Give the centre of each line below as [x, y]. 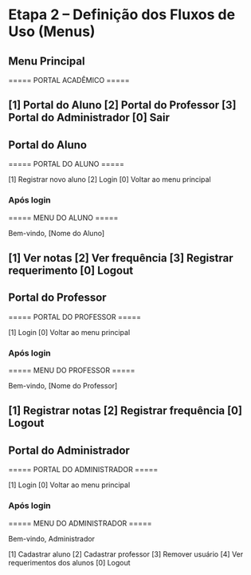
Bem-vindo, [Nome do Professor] [63, 386]
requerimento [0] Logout [71, 270]
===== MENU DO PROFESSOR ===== [72, 370]
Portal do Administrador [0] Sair [89, 118]
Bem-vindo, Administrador [52, 538]
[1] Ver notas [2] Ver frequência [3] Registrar [121, 258]
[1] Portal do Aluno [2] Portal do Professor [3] [122, 105]
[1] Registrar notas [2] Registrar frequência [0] [125, 411]
